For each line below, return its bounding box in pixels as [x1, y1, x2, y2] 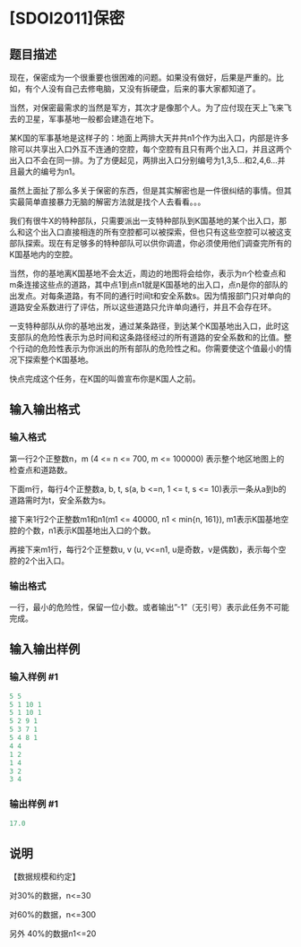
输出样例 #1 [9, 798, 58, 811]
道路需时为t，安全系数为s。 [9, 495, 110, 505]
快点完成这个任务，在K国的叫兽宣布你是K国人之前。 [9, 374, 201, 383]
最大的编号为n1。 [16, 167, 81, 176]
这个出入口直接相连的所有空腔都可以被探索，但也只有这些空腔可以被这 [24, 227, 284, 237]
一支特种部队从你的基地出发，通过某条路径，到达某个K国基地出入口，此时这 [9, 321, 289, 331]
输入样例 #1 [9, 671, 58, 684]
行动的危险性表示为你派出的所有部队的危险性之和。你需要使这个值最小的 [16, 343, 284, 354]
